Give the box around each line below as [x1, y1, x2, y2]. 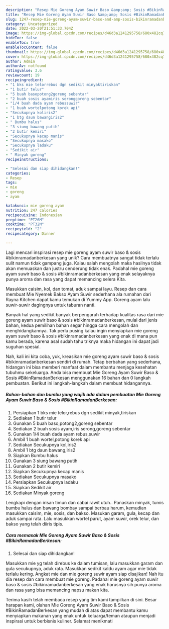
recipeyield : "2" [6, 227, 42, 232]
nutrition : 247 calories [6, 208, 58, 213]
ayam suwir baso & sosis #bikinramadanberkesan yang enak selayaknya [6, 271, 155, 277]
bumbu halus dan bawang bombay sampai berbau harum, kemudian [6, 505, 147, 511]
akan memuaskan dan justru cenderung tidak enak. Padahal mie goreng [6, 265, 154, 272]
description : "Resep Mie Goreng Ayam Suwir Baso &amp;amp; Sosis [6, 7, 145, 13]
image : [6, 31, 20, 36]
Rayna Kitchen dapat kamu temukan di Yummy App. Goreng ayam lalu [6, 296, 150, 302]
